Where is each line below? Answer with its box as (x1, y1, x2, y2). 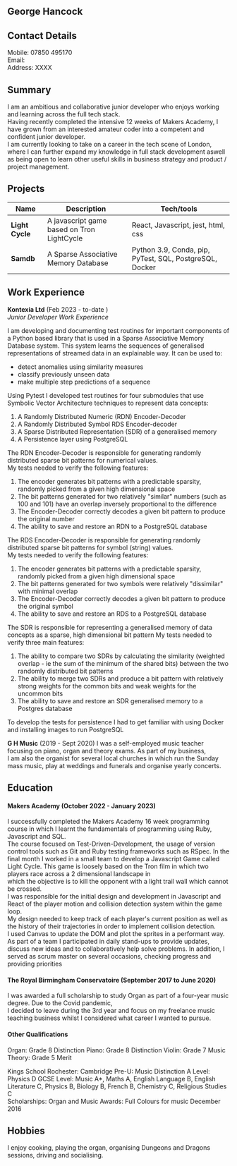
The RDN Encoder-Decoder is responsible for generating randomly (7, 448, 202, 457)
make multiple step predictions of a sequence (17, 377, 151, 386)
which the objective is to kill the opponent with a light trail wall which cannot (7, 877, 229, 886)
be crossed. (7, 885, 42, 893)
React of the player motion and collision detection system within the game (7, 899, 222, 909)
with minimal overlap (17, 587, 78, 595)
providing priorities (7, 959, 62, 968)
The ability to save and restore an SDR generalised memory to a (17, 696, 203, 705)
